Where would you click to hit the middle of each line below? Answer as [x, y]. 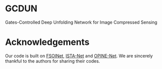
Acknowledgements [47, 42]
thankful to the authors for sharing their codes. [53, 61]
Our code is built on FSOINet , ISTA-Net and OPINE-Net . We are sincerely [79, 56]
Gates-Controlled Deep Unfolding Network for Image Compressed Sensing [81, 22]
